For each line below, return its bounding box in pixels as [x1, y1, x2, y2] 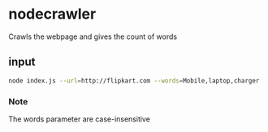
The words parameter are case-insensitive [8, 114, 150, 124]
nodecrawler [8, 5, 97, 23]
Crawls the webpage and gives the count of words [8, 32, 177, 41]
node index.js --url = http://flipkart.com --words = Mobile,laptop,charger [8, 76, 260, 85]
